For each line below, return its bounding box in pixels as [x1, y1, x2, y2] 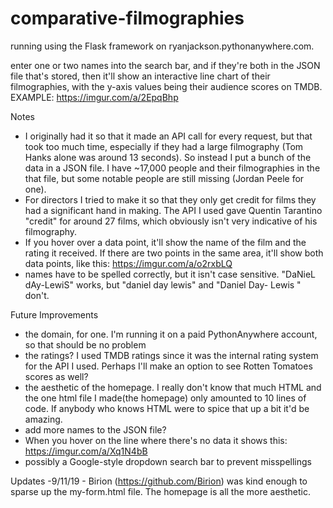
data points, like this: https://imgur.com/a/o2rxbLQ [24, 257, 233, 269]
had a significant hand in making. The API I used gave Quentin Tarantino [24, 204, 323, 216]
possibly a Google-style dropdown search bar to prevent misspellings [24, 455, 312, 467]
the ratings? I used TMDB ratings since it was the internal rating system [24, 349, 319, 361]
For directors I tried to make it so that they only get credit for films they [24, 193, 317, 206]
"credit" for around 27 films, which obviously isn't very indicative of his [24, 215, 318, 227]
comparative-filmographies [10, 7, 245, 30]
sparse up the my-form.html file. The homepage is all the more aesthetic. [10, 485, 312, 497]
